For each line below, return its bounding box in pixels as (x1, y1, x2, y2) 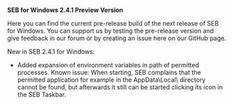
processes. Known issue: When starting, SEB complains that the (17, 69, 202, 76)
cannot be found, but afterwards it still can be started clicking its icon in (17, 83, 223, 91)
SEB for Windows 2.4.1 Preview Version (7, 6, 124, 14)
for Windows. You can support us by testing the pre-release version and (7, 27, 214, 35)
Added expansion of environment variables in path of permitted (17, 61, 200, 69)
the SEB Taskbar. (17, 90, 67, 98)
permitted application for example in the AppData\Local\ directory (17, 76, 206, 84)
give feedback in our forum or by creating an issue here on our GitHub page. (7, 34, 227, 42)
